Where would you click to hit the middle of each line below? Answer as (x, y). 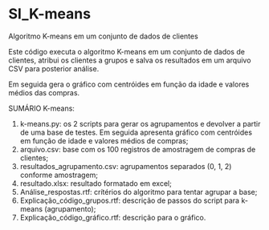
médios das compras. (44, 92)
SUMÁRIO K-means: (41, 108)
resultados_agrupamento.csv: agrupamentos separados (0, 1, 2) (126, 166)
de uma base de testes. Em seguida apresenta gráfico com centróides (136, 132)
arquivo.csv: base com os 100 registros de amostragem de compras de (138, 149)
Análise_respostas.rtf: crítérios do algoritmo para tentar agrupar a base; (139, 192)
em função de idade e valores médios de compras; (104, 140)
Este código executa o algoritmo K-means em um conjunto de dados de (126, 51)
